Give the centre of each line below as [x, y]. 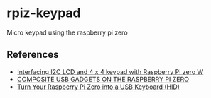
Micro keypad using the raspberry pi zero [67, 32]
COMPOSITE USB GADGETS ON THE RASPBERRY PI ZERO [103, 79]
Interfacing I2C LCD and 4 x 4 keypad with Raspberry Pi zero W [110, 71]
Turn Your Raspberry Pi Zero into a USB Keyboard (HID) [98, 87]
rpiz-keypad [44, 13]
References [33, 55]
